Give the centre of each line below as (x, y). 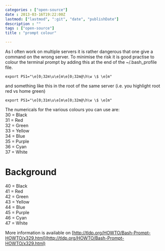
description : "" (23, 24)
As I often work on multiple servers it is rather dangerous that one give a (79, 51)
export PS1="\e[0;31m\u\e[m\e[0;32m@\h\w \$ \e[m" (59, 100)
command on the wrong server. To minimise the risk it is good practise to (80, 57)
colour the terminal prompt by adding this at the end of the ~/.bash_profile (81, 62)
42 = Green (17, 196)
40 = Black (16, 186)
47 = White (17, 223)
